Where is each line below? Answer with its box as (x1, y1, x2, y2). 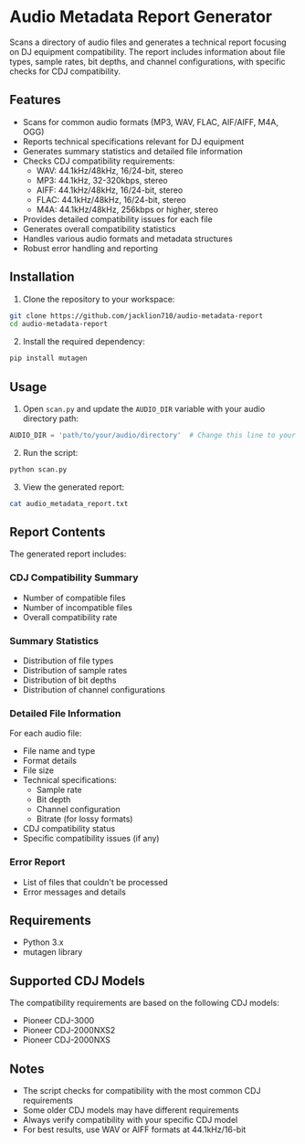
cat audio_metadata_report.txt (9, 499, 129, 508)
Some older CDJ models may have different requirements (22, 1105, 239, 1116)
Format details (22, 756, 78, 767)
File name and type (22, 746, 96, 757)
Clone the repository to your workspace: (22, 293, 175, 304)
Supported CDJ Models (9, 973, 145, 989)
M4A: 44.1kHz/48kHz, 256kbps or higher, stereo (36, 204, 219, 215)
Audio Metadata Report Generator (9, 6, 272, 27)
